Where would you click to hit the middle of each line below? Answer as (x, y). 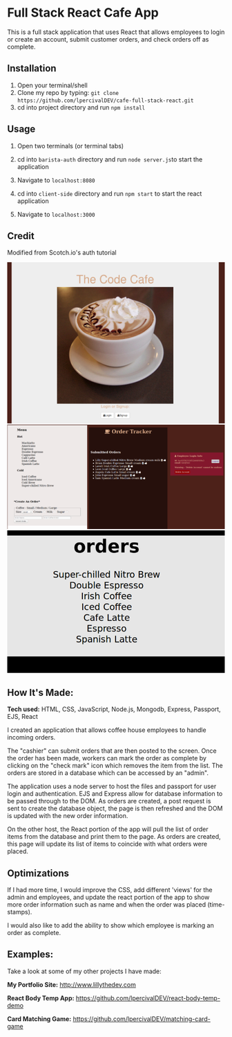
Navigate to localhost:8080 (56, 180)
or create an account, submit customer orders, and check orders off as (108, 39)
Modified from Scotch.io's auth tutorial (62, 253)
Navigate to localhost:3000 (56, 214)
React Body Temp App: (41, 998)
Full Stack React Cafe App (83, 13)
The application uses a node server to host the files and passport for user (112, 786)
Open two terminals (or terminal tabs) (70, 146)
